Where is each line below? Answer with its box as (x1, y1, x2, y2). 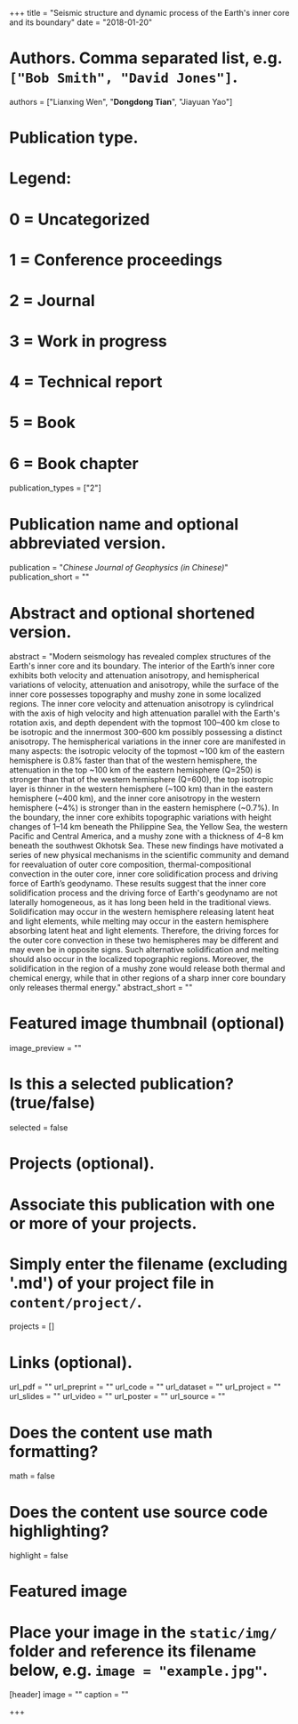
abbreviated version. (9, 533, 166, 553)
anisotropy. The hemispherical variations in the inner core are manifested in (9, 736, 286, 747)
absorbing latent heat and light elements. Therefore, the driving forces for (9, 926, 279, 936)
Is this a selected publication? (9, 1074, 234, 1094)
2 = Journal (9, 290, 95, 311)
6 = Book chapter (9, 453, 140, 473)
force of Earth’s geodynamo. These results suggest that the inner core (9, 878, 267, 889)
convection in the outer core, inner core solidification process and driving (9, 869, 278, 879)
